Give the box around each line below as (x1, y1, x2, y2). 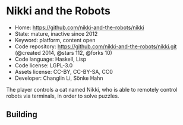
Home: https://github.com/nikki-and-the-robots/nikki (14, 24, 144, 31)
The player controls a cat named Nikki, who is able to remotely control (6, 86, 178, 93)
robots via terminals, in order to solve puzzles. (6, 92, 119, 99)
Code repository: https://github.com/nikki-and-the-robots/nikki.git (14, 43, 177, 50)
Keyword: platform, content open (14, 36, 96, 43)
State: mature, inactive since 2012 (14, 30, 98, 37)
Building (6, 110, 37, 120)
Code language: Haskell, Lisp (14, 55, 87, 62)
